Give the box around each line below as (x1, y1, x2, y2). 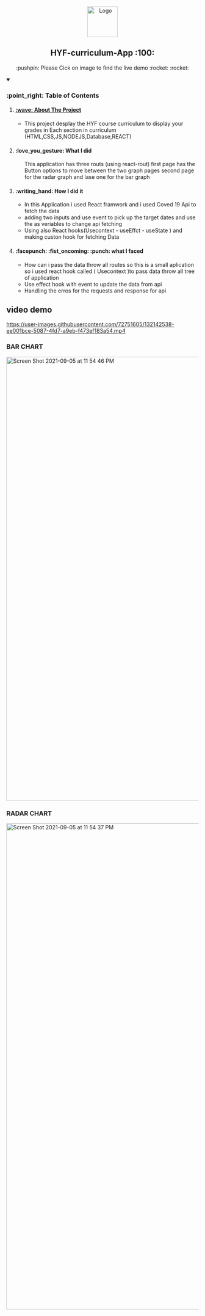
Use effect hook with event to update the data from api (24, 280, 162, 288)
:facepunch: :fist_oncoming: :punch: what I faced (15, 247, 143, 255)
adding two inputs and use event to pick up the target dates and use (24, 214, 196, 221)
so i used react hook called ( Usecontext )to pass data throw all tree (24, 267, 195, 275)
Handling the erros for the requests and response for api (24, 287, 167, 294)
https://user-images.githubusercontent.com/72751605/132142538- (6, 321, 174, 328)
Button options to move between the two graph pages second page (24, 167, 195, 174)
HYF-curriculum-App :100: (50, 48, 155, 58)
